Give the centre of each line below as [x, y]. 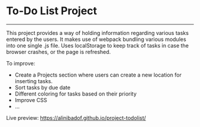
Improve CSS [31, 100]
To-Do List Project [51, 11]
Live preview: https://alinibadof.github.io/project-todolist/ [76, 118]
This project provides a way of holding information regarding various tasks [98, 33]
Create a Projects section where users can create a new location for [98, 75]
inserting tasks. [34, 81]
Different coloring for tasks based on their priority [76, 94]
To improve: [21, 63]
